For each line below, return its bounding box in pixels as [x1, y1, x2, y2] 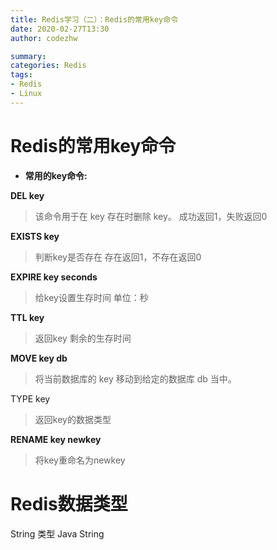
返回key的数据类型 [34, 413, 112, 425]
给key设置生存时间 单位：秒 [34, 291, 149, 303]
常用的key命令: [24, 169, 88, 181]
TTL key [10, 311, 45, 323]
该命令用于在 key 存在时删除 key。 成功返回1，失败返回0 [34, 210, 268, 222]
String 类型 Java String [10, 527, 105, 540]
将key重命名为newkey [34, 454, 126, 466]
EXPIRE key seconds [10, 271, 98, 283]
